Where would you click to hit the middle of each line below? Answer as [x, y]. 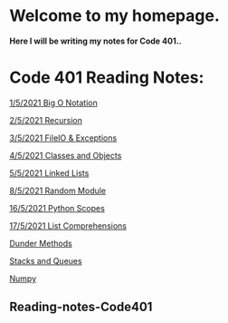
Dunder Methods [41, 243]
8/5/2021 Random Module [58, 191]
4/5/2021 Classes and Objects [66, 155]
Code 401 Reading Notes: [107, 78]
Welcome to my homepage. [114, 16]
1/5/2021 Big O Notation [53, 103]
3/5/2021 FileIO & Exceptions [63, 138]
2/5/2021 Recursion [46, 120]
